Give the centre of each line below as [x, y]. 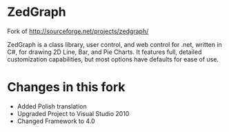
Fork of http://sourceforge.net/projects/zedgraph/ [78, 31]
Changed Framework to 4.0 [56, 121]
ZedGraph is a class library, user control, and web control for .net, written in [114, 44]
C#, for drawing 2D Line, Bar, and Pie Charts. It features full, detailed [104, 52]
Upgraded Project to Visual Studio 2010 [73, 113]
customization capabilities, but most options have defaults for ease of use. [113, 59]
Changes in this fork [66, 87]
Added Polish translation [52, 106]
